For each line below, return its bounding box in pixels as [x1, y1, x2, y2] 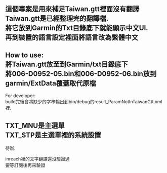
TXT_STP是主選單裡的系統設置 [5, 131, 101, 139]
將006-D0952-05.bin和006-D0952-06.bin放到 [5, 69, 157, 78]
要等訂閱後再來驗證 [5, 162, 46, 168]
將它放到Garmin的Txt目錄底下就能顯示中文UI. [5, 24, 148, 32]
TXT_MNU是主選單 [5, 121, 65, 130]
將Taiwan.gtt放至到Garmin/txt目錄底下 [5, 60, 128, 68]
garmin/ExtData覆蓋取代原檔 [5, 79, 96, 88]
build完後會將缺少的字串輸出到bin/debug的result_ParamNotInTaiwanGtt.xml [5, 99, 163, 105]
